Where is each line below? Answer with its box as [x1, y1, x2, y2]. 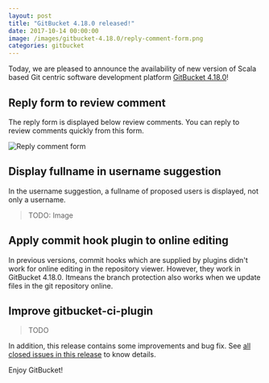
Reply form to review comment [8, 96, 167, 110]
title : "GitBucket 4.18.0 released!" [8, 19, 135, 27]
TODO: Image [27, 210, 74, 220]
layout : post [8, 11, 52, 20]
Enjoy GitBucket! [8, 365, 63, 375]
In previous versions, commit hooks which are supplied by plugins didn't [8, 255, 248, 264]
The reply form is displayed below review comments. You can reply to [8, 117, 240, 127]
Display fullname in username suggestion [8, 164, 221, 178]
